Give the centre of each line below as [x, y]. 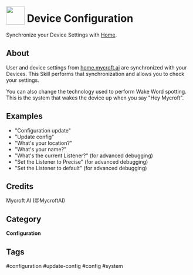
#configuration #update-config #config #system [65, 266]
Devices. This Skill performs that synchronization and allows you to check [95, 74]
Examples [24, 116]
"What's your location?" [43, 143]
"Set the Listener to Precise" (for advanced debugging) [81, 161]
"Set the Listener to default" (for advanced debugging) [81, 168]
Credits [20, 186]
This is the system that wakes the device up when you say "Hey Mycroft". [95, 98]
